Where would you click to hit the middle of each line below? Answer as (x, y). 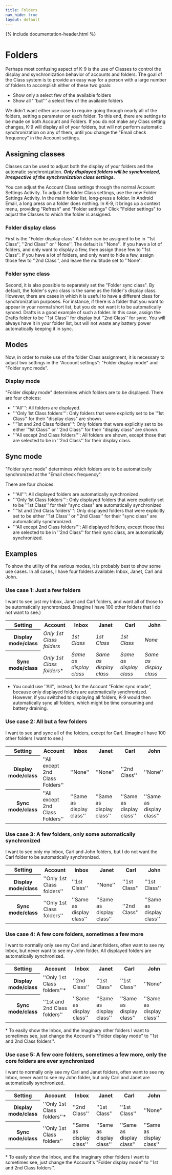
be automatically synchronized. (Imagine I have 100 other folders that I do (83, 607)
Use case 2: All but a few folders (46, 722)
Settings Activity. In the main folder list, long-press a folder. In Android (79, 198)
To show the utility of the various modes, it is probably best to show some (83, 566)
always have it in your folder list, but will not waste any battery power (78, 323)
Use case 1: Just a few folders (43, 590)
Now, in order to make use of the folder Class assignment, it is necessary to (85, 357)
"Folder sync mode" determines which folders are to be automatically (79, 469)
